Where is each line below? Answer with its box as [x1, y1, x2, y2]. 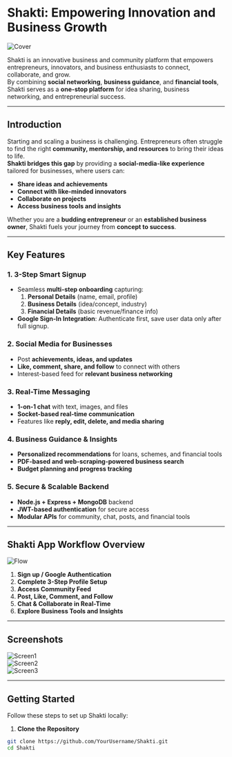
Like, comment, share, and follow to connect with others [17, 362, 181, 371]
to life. [7, 152, 26, 160]
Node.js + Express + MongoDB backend [17, 498, 133, 506]
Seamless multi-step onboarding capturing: [17, 285, 144, 294]
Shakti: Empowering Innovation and [7, 5, 216, 21]
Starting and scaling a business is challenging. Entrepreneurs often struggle [7, 137, 223, 146]
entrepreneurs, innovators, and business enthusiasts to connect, [7, 63, 191, 71]
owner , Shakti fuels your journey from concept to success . [7, 222, 177, 230]
